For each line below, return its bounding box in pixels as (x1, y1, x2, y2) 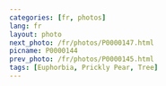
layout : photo (9, 30, 63, 39)
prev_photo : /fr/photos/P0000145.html (9, 55, 154, 64)
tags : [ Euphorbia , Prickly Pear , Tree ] (9, 64, 159, 73)
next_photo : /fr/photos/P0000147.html (9, 38, 154, 47)
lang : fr (9, 21, 42, 30)
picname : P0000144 (9, 47, 78, 56)
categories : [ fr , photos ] (9, 13, 106, 22)
